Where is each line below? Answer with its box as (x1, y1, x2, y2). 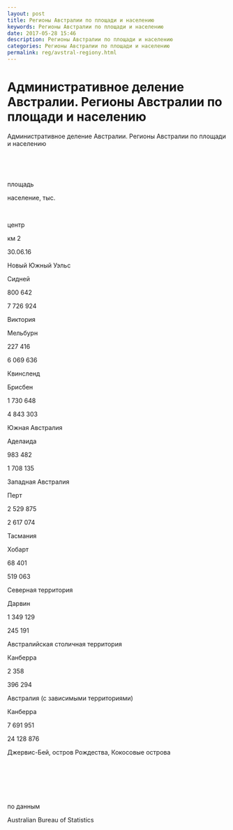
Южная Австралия (7, 423, 63, 431)
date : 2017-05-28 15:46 (7, 29, 77, 37)
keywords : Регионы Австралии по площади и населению (7, 23, 164, 30)
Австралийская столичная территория (7, 639, 122, 648)
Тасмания (7, 531, 37, 540)
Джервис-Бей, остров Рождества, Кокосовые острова (7, 748, 171, 756)
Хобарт (7, 545, 29, 554)
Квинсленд (7, 369, 40, 378)
